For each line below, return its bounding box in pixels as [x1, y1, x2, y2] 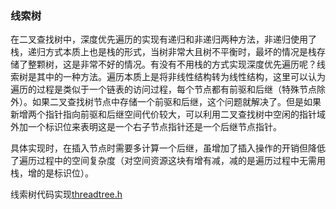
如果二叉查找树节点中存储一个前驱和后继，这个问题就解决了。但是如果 [31, 96, 322, 108]
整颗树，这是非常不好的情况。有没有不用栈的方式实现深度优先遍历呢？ [27, 58, 317, 71]
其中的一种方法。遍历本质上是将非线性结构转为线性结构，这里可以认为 [36, 71, 326, 83]
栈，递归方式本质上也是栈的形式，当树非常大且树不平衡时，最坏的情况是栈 [10, 46, 317, 58]
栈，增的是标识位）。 [10, 167, 94, 179]
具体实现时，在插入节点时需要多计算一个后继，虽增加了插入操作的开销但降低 [10, 142, 326, 154]
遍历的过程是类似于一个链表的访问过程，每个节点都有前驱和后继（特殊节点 [10, 83, 317, 96]
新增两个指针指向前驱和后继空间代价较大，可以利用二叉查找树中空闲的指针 [10, 108, 317, 121]
